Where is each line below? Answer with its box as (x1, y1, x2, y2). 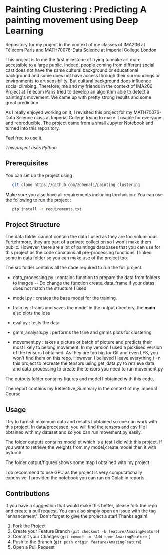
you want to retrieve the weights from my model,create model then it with (5, 444, 157, 450)
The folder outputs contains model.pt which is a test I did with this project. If (5, 439, 162, 445)
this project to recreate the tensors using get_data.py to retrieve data (12, 360, 154, 366)
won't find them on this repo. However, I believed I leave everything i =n (12, 355, 161, 361)
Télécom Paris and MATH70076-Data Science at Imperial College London (5, 47, 157, 53)
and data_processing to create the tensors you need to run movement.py (12, 366, 163, 372)
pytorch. (5, 450, 23, 456)
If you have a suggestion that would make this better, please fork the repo (5, 502, 157, 508)
